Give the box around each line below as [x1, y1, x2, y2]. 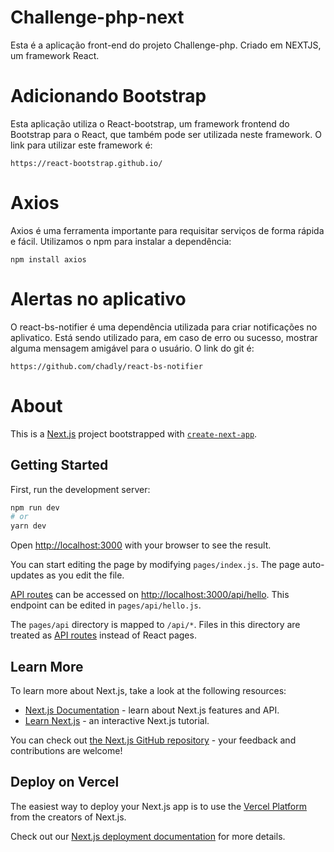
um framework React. [10, 49, 100, 61]
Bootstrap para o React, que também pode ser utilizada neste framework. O [10, 128, 322, 140]
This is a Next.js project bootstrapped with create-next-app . [10, 427, 258, 440]
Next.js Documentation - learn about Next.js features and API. [24, 704, 280, 716]
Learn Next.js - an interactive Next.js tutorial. [24, 714, 210, 726]
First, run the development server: [10, 483, 151, 495]
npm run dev [10, 502, 60, 513]
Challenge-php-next [10, 6, 185, 29]
